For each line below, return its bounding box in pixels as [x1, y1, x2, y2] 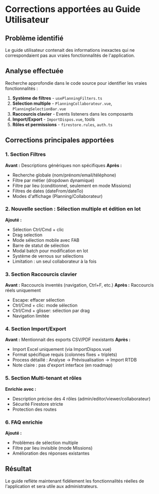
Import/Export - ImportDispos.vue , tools [12, 116, 95, 122]
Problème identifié [5, 34, 64, 42]
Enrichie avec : [5, 386, 36, 392]
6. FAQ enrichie [5, 419, 43, 426]
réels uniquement [5, 288, 41, 294]
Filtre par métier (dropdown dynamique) [12, 177, 94, 183]
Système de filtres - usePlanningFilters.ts [12, 95, 103, 101]
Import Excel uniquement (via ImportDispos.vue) [12, 346, 112, 352]
